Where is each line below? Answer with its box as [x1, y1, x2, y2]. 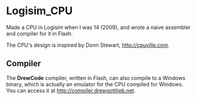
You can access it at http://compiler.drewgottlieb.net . [6, 87, 136, 94]
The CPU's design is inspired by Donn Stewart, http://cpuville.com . [6, 41, 170, 49]
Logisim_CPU [6, 4, 73, 18]
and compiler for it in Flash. [6, 30, 73, 37]
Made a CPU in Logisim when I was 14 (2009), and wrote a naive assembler [6, 24, 191, 31]
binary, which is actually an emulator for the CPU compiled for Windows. [6, 80, 184, 88]
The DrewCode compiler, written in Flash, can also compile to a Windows [6, 74, 186, 81]
